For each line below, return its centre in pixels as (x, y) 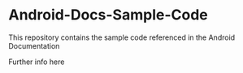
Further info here (37, 62)
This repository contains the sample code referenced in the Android (122, 37)
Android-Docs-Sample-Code (108, 15)
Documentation (34, 45)
